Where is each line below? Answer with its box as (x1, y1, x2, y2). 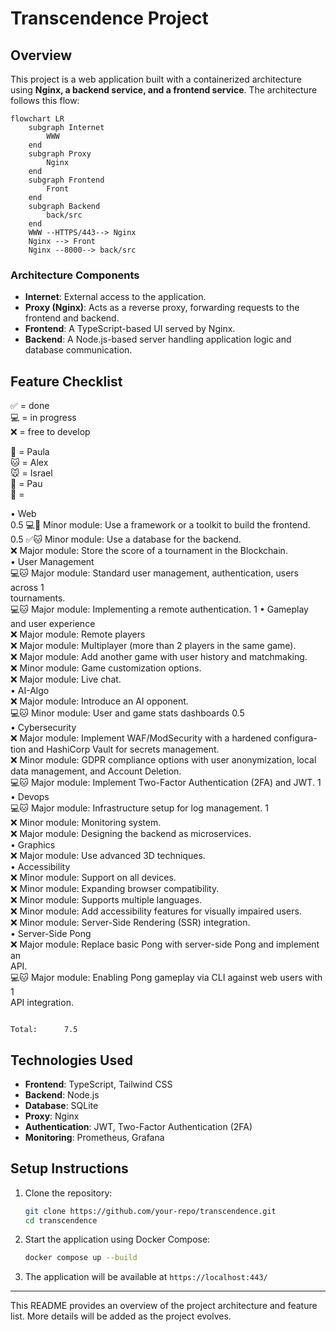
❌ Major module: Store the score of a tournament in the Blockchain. (10, 545, 288, 557)
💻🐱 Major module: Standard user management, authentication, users (10, 567, 299, 579)
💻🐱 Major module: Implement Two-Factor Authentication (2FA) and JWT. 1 (10, 777, 322, 789)
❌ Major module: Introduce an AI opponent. (10, 695, 189, 707)
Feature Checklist (10, 373, 123, 390)
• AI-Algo (10, 685, 50, 697)
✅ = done (10, 400, 50, 412)
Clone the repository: (24, 1187, 113, 1199)
